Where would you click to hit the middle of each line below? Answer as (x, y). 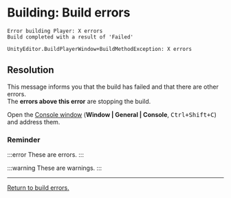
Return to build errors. (38, 188)
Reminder (24, 140)
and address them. (34, 122)
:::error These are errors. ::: (46, 155)
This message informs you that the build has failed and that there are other (113, 87)
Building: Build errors (69, 13)
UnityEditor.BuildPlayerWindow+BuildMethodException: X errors (100, 49)
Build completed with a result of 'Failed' (70, 37)
